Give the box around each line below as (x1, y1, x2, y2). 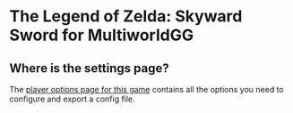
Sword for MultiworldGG (9, 25, 194, 45)
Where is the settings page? (9, 61, 169, 76)
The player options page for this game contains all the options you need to (9, 85, 284, 94)
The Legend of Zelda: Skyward (9, 6, 243, 27)
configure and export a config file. (9, 93, 136, 104)
